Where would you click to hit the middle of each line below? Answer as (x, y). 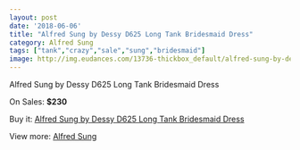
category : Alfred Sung (51, 42)
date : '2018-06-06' (46, 26)
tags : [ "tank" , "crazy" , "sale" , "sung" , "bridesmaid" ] (107, 51)
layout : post (33, 17)
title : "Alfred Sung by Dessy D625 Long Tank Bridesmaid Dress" (131, 34)
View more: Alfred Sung (53, 136)
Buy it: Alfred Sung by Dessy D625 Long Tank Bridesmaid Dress (127, 119)
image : (21, 59)
